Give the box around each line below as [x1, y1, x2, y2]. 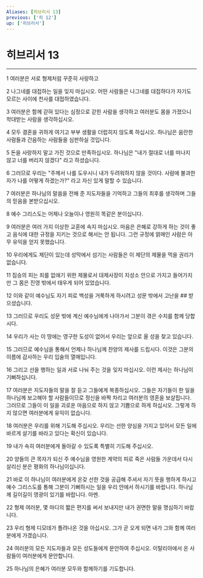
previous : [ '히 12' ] [6, 15, 57, 21]
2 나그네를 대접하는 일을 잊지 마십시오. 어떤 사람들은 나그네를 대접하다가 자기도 [6, 88, 192, 95]
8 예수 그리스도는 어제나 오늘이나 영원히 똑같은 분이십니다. [6, 210, 144, 218]
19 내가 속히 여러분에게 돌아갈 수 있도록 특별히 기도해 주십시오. [6, 442, 153, 450]
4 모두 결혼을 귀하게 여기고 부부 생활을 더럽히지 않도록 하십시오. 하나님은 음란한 [6, 128, 193, 136]
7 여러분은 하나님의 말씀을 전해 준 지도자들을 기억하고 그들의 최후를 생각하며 [6, 190, 185, 197]
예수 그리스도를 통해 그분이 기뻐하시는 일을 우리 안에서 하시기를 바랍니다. [6, 484, 177, 491]
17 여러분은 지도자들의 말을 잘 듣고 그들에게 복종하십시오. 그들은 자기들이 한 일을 [6, 387, 195, 394]
